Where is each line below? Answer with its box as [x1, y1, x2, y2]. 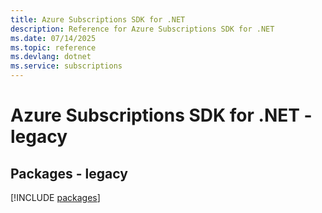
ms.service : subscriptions [10, 61, 123, 71]
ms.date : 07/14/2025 [10, 33, 97, 43]
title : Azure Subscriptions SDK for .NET [10, 14, 186, 25]
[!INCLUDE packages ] [10, 192, 101, 203]
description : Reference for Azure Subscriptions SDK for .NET [10, 24, 275, 34]
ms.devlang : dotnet [10, 52, 92, 62]
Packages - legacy [10, 165, 128, 182]
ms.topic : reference [10, 42, 97, 53]
